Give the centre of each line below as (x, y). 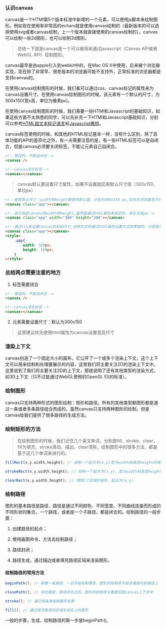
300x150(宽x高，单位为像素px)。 (39, 101)
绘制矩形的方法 (23, 429)
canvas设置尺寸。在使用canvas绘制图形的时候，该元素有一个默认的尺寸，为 (83, 95)
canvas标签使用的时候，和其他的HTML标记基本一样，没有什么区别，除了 (79, 134)
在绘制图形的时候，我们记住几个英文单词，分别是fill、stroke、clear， (87, 441)
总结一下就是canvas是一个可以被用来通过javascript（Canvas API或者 (87, 49)
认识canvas (19, 7)
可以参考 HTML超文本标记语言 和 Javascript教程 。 (54, 124)
